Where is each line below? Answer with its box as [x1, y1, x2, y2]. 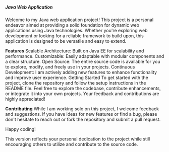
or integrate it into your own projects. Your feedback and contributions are [5, 91, 159, 97]
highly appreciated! [5, 96, 45, 102]
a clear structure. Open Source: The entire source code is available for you [5, 58, 160, 64]
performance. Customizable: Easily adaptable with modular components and [5, 53, 164, 59]
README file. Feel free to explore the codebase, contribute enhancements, [5, 85, 161, 91]
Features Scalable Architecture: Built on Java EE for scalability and [5, 48, 144, 54]
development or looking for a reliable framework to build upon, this [5, 33, 144, 39]
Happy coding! [5, 126, 36, 132]
